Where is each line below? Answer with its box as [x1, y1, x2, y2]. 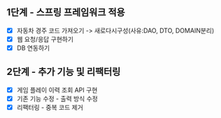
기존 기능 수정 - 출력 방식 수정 [16, 94, 99, 103]
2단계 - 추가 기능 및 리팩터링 [6, 66, 121, 78]
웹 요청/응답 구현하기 [16, 35, 74, 43]
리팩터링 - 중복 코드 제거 [16, 103, 83, 111]
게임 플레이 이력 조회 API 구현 [16, 85, 98, 94]
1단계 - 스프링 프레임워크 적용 [6, 6, 125, 19]
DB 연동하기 [16, 44, 50, 52]
